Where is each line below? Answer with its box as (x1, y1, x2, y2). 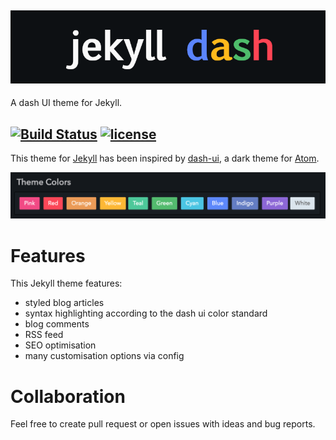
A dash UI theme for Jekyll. (10, 97, 123, 109)
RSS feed (24, 329, 64, 341)
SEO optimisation (24, 339, 97, 351)
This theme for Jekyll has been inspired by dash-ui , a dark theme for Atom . (10, 152, 320, 165)
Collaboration (10, 385, 126, 408)
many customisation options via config (24, 350, 185, 362)
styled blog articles (24, 297, 105, 309)
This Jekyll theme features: (10, 277, 123, 290)
